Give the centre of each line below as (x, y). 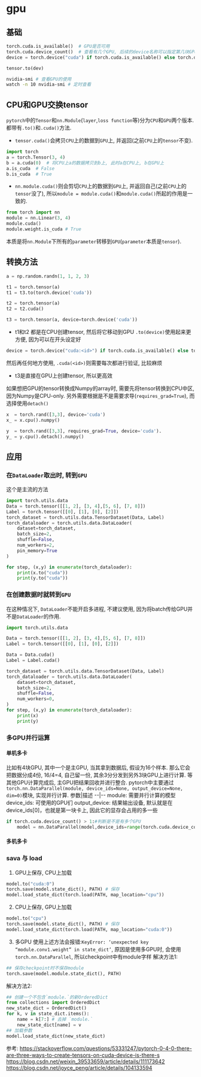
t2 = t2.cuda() (25, 309)
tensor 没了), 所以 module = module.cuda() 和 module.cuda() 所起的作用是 (101, 194)
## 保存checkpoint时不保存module (45, 968)
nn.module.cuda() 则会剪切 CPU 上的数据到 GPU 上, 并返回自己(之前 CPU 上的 (100, 186)
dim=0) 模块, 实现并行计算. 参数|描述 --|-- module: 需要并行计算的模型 (91, 795)
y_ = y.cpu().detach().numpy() (45, 436)
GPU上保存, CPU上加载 (43, 872)
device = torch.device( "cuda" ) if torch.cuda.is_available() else (91, 57)
